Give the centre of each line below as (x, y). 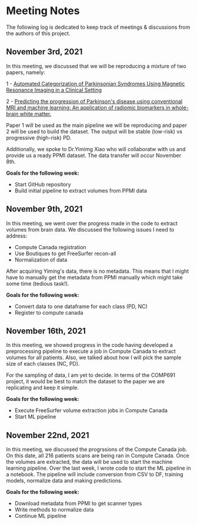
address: (17, 236)
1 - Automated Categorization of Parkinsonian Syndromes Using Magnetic (96, 83)
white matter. (36, 113)
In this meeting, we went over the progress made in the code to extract (92, 223)
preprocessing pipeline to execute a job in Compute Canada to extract (91, 352)
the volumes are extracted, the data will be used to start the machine (89, 462)
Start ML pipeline (35, 417)
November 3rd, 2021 (44, 52)
